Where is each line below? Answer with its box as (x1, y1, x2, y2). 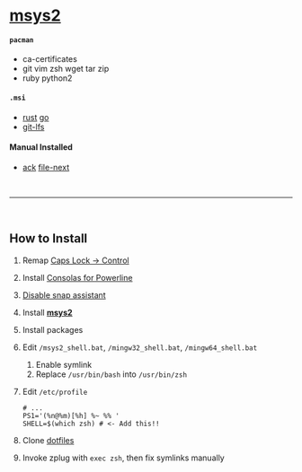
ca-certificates (22, 54, 78, 65)
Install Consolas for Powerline (22, 272, 133, 283)
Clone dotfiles (22, 434, 75, 445)
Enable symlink (35, 359, 93, 370)
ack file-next (22, 162, 70, 172)
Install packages (22, 324, 84, 335)
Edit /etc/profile (22, 386, 88, 397)
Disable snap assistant (22, 289, 106, 301)
